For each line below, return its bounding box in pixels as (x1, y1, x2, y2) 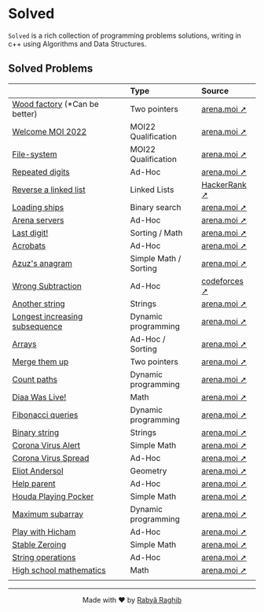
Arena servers (12, 214, 64, 225)
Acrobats (12, 240, 46, 251)
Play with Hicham (12, 526, 76, 537)
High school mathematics (12, 564, 106, 575)
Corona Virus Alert (12, 440, 81, 451)
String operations (12, 551, 76, 562)
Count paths (12, 374, 57, 385)
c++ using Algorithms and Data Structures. (8, 39, 147, 48)
